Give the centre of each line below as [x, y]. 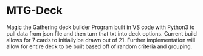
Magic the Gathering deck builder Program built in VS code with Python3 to [101, 27]
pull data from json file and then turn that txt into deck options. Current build [102, 33]
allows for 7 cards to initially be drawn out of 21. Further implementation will [101, 40]
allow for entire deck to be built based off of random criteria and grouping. [99, 46]
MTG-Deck [34, 11]
